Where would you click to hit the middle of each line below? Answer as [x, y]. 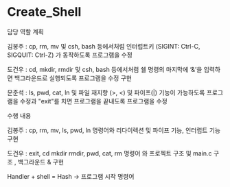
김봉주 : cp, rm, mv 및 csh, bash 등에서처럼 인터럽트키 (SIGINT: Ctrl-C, [104, 46]
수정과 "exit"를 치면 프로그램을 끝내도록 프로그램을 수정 [94, 101]
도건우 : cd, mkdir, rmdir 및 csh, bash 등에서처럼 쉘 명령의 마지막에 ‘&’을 [105, 69]
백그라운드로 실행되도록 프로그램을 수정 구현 [73, 78]
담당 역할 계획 [26, 32]
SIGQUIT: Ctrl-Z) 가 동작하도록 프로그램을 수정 [70, 55]
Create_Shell [44, 12]
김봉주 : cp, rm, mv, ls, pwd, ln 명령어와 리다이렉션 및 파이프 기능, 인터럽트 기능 [114, 130]
